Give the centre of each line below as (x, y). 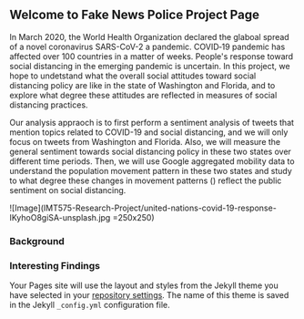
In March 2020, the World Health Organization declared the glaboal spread (149, 36)
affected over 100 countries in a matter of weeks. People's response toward (152, 56)
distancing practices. (49, 105)
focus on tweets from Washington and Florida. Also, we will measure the (145, 141)
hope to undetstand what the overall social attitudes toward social (133, 76)
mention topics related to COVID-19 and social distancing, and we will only (149, 132)
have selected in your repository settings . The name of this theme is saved (149, 295)
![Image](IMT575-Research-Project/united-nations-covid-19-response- (143, 208)
